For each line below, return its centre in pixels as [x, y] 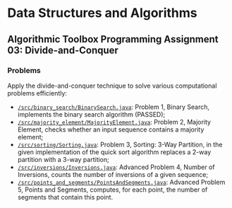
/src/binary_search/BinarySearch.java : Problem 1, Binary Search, [114, 107]
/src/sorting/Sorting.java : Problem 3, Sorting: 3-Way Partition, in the [120, 144]
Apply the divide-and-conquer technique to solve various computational [112, 86]
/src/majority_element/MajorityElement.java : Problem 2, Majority [114, 122]
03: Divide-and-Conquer [63, 50]
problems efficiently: [37, 93]
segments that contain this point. [65, 197]
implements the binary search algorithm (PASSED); [91, 114]
